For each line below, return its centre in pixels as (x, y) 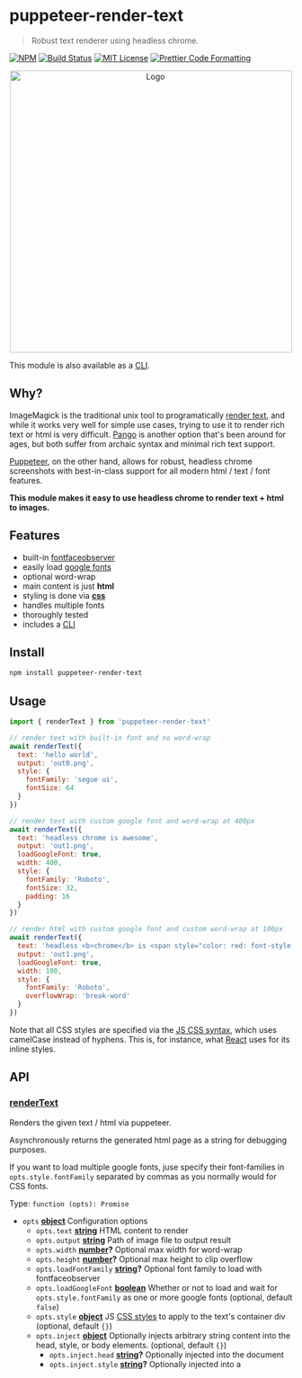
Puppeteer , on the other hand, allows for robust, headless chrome (131, 461)
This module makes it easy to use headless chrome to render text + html (147, 498)
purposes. (28, 1149)
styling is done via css (64, 595)
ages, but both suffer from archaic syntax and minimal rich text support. (142, 444)
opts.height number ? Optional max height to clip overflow (144, 1258)
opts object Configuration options (85, 1221)
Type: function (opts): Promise (69, 1203)
